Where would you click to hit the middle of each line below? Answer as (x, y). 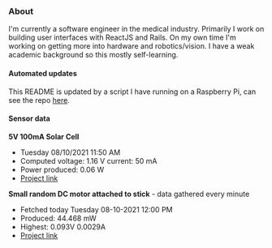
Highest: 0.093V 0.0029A (63, 227)
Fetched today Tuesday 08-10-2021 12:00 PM (96, 209)
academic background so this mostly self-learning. (93, 55)
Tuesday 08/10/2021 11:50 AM (70, 152)
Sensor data (29, 118)
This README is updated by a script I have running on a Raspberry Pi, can (132, 92)
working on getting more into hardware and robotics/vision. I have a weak (132, 46)
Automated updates (43, 73)
